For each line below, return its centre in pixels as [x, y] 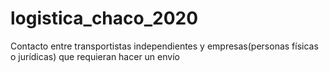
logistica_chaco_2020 [104, 18]
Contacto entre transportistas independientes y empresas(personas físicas [164, 46]
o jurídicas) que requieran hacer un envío [95, 56]
